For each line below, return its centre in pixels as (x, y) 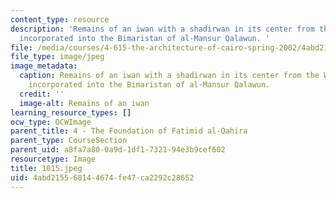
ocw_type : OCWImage (51, 122)
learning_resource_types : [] (71, 112)
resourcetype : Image (53, 159)
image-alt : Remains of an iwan (84, 103)
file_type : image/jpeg (57, 57)
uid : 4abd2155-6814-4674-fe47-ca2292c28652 (102, 177)
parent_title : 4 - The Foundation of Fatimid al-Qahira (129, 131)
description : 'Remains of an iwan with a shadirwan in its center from (162, 29)
